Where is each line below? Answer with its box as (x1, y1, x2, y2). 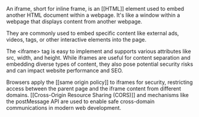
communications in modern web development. (6, 104, 121, 111)
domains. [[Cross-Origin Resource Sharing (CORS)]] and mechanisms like (6, 92, 189, 98)
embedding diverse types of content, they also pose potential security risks (6, 60, 194, 68)
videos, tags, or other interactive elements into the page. (6, 36, 147, 43)
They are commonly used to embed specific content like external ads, (6, 30, 179, 37)
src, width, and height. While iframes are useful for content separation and (6, 54, 191, 61)
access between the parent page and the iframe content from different (6, 85, 182, 92)
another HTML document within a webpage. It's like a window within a (6, 11, 180, 19)
